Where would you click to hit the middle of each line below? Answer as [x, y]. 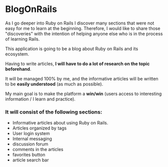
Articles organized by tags [39, 128]
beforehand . [18, 69]
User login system [31, 133]
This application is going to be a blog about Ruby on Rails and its [72, 48]
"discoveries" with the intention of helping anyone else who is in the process [84, 33]
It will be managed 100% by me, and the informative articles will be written [82, 78]
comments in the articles [38, 149]
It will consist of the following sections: [54, 112]
